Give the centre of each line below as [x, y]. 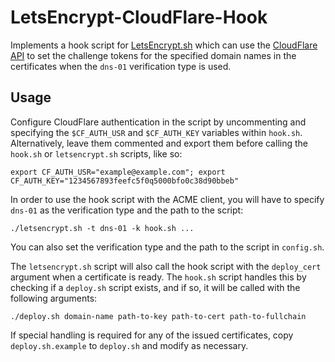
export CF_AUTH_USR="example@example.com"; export [118, 172]
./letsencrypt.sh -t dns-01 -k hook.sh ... [102, 228]
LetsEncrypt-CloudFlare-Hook [139, 17]
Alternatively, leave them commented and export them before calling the [159, 143]
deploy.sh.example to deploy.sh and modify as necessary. [129, 345]
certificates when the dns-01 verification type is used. [121, 66]
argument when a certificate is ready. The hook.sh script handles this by [158, 277]
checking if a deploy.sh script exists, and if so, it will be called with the [155, 287]
